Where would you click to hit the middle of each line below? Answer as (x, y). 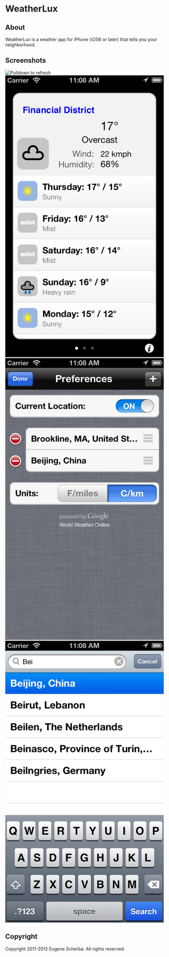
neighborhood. (21, 45)
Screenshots (26, 61)
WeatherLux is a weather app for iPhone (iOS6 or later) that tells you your (81, 39)
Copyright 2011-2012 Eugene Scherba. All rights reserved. (65, 948)
